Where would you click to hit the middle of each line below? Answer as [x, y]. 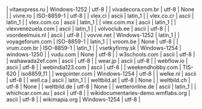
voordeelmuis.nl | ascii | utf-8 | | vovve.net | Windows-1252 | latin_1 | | [93, 35]
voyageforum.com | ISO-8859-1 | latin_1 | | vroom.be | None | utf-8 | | [93, 41]
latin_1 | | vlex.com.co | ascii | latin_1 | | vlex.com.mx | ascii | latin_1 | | [91, 22]
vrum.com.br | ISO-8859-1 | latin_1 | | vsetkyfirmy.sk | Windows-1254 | [94, 48]
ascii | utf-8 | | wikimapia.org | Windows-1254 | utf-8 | [73, 99]
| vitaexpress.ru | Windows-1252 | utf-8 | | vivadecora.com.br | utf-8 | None [100, 9]
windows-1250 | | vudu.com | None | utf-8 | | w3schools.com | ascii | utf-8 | [101, 54]
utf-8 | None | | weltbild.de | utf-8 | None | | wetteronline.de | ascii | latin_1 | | [101, 87]
